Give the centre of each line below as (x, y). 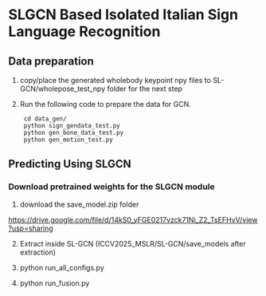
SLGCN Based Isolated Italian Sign (123, 15)
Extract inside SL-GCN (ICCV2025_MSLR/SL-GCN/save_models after (133, 243)
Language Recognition (84, 32)
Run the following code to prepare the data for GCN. (105, 104)
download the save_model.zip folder (79, 204)
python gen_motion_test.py (68, 140)
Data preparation (51, 61)
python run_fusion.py (55, 283)
